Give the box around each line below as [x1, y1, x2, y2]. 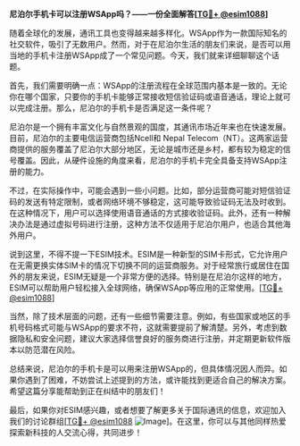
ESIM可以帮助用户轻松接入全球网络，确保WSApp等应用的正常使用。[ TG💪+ [9, 282, 284, 293]
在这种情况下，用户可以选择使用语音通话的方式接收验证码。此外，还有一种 [9, 207, 283, 218]
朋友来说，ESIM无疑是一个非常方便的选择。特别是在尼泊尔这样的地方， [24, 272, 287, 282]
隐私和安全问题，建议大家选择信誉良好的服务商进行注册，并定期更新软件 [16, 333, 283, 343]
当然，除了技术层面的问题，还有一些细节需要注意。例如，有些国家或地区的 [9, 311, 283, 321]
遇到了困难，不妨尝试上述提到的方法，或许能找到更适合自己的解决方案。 [24, 374, 291, 385]
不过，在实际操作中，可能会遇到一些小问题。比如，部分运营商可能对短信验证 [9, 185, 291, 196]
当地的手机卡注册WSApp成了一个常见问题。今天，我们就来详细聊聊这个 [9, 50, 272, 61]
